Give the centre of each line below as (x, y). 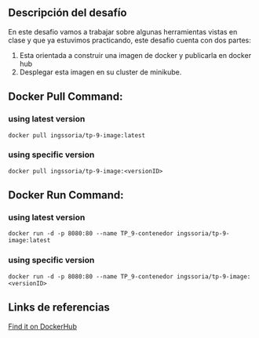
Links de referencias (59, 308)
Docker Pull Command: (66, 97)
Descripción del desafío (67, 13)
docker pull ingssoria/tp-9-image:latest (77, 135)
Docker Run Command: (66, 195)
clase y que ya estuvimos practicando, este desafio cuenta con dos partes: (129, 40)
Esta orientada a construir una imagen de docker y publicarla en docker (135, 55)
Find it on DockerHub (42, 326)
